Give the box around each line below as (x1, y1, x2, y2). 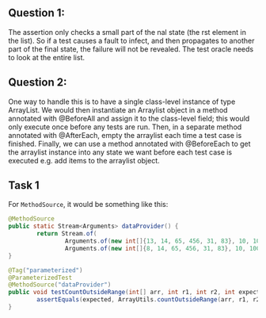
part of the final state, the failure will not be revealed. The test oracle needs (8, 44, 254, 54)
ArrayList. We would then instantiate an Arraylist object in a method (8, 105, 228, 114)
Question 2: (8, 75, 67, 90)
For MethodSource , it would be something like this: (8, 200, 169, 209)
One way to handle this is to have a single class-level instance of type (8, 97, 236, 106)
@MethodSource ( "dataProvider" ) (8, 281, 112, 289)
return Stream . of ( (36, 230, 97, 238)
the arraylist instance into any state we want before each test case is (8, 147, 233, 157)
